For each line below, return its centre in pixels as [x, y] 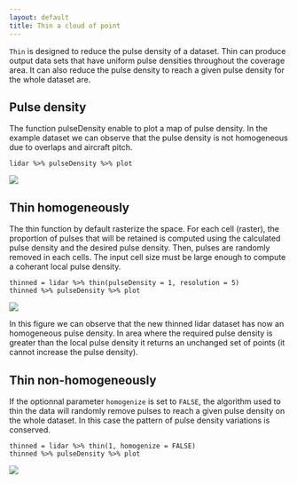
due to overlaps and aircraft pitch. [71, 147]
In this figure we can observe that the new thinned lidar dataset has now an [147, 324]
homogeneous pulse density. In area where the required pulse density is [141, 333]
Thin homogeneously [70, 207]
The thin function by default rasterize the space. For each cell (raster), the [144, 229]
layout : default [39, 17]
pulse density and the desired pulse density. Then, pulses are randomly [140, 248]
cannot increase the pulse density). [74, 353]
